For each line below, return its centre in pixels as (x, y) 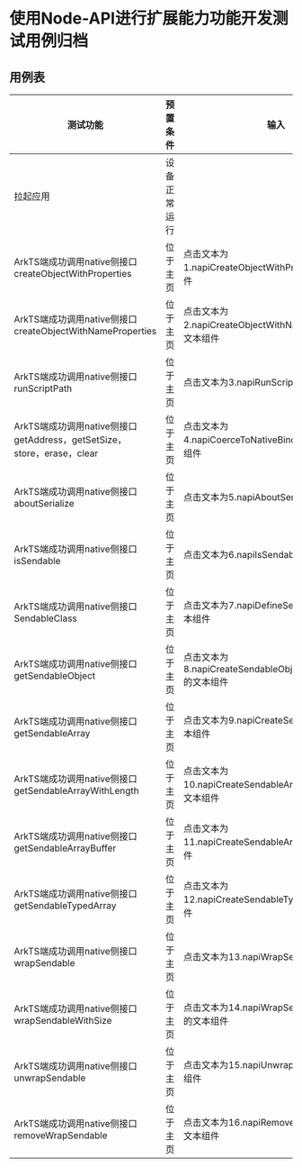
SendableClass (46, 618)
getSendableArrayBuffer (65, 848)
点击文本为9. (210, 720)
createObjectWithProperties (73, 274)
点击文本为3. (210, 382)
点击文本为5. (210, 497)
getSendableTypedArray (65, 905)
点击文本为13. (213, 957)
